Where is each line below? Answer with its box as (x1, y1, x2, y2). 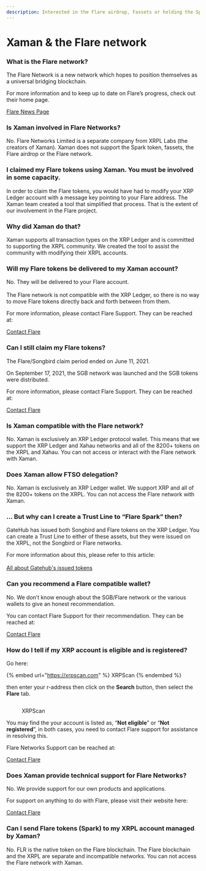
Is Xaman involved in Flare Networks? (6, 123, 121, 132)
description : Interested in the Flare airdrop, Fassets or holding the (6, 9, 193, 15)
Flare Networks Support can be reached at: (6, 744, 116, 751)
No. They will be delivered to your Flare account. (6, 278, 129, 286)
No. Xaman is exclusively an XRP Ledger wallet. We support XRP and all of (6, 484, 194, 491)
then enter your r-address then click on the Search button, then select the (6, 683, 193, 691)
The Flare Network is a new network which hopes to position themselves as (6, 71, 198, 79)
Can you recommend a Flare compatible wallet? (6, 580, 151, 588)
